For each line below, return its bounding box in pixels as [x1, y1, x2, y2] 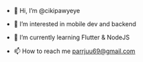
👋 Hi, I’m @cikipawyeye [13, 7, 80, 14]
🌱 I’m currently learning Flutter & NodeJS [13, 33, 130, 41]
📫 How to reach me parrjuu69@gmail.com [13, 47, 135, 55]
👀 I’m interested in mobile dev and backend [13, 20, 136, 28]
